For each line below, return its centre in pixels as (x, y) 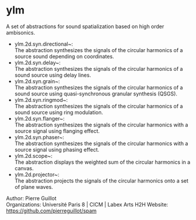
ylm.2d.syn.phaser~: (39, 137)
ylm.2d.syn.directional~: (44, 44)
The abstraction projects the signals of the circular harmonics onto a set (102, 181)
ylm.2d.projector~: (37, 174)
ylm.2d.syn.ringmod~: (41, 99)
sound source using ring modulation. (59, 112)
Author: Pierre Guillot (31, 198)
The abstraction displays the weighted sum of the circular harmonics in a (102, 162)
